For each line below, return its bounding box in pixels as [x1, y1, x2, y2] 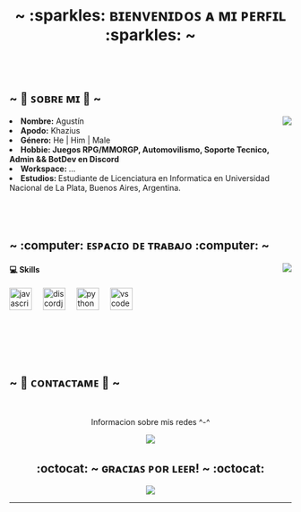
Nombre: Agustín [21, 116, 85, 126]
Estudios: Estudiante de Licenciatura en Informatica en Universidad [21, 172, 271, 183]
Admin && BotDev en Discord [9, 153, 119, 164]
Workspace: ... [21, 163, 76, 174]
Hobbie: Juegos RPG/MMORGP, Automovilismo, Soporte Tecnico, [21, 143, 271, 155]
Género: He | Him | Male [21, 135, 111, 145]
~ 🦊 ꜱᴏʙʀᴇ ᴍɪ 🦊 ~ [9, 91, 102, 107]
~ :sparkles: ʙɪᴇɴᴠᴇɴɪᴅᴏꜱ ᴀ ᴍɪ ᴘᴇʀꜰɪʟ [14, 5, 287, 26]
